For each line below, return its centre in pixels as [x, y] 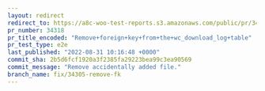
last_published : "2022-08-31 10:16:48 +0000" [83, 52]
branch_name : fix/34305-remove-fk [64, 74]
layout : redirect [36, 15]
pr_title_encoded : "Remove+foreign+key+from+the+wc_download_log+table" [130, 38]
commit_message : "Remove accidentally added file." [94, 67]
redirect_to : [29, 23]
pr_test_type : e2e [38, 45]
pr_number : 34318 [36, 30]
